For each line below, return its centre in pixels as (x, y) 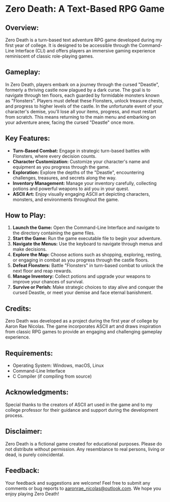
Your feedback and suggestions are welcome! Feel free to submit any (78, 483)
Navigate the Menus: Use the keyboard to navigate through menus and (87, 244)
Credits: (18, 309)
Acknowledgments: (37, 392)
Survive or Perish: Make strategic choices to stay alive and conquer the (88, 287)
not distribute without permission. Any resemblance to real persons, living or (85, 449)
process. (14, 415)
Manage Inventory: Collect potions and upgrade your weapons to (81, 276)
